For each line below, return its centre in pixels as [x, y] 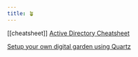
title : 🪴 [21, 13]
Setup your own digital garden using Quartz [69, 46]
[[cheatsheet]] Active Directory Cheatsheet [68, 33]
